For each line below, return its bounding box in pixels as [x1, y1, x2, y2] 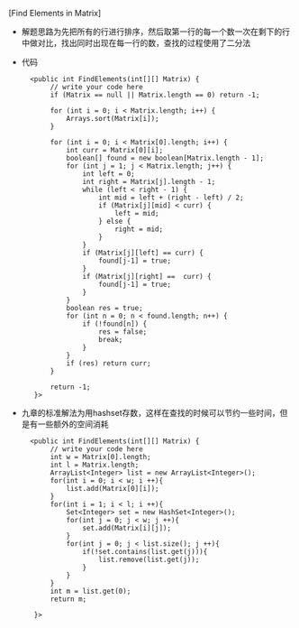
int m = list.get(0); [50, 586, 131, 596]
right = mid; [114, 225, 164, 234]
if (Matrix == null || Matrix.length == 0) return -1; [50, 90, 260, 99]
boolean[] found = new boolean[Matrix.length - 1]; [66, 153, 265, 162]
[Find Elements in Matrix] [8, 8, 102, 18]
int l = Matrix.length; [50, 460, 140, 469]
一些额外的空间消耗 [37, 419, 109, 429]
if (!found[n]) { [82, 319, 148, 328]
